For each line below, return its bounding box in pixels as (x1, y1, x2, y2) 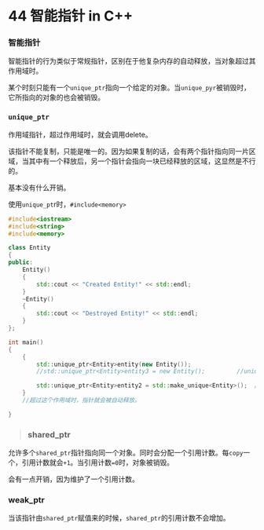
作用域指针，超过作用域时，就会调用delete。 (8, 130, 152, 139)
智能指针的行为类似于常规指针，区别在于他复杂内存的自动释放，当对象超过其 (8, 57, 256, 66)
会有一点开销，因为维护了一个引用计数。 (8, 474, 139, 484)
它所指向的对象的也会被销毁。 (8, 93, 104, 102)
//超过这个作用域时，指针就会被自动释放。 (22, 397, 141, 404)
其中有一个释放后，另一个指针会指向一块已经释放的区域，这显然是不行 (28, 156, 256, 166)
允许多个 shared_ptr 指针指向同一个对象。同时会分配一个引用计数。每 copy (8, 448, 244, 458)
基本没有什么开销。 (8, 182, 71, 192)
